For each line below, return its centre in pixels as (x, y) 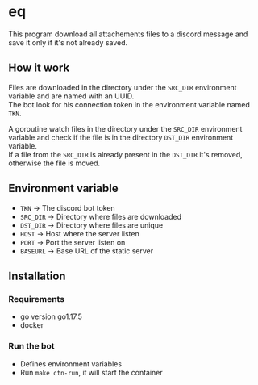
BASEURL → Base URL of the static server (87, 251)
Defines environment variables (71, 364)
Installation (37, 276)
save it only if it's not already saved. (68, 42)
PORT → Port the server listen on (73, 242)
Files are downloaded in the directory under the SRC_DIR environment (123, 87)
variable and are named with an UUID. (71, 96)
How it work (39, 68)
